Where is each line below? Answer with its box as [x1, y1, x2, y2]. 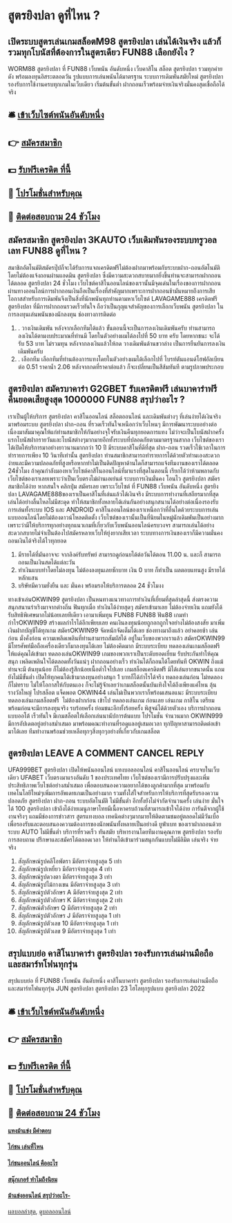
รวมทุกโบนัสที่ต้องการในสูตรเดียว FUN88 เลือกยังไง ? [8, 46, 195, 58]
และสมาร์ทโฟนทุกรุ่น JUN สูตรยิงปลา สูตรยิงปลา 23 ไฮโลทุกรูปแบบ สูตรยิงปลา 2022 [8, 984, 206, 992]
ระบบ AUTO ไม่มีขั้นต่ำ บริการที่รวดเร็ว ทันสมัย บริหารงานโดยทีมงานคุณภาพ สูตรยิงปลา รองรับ [8, 828, 222, 836]
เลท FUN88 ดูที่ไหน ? [8, 245, 88, 257]
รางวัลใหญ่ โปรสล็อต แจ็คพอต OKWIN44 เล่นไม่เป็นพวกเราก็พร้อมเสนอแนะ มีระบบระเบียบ [8, 688, 217, 696]
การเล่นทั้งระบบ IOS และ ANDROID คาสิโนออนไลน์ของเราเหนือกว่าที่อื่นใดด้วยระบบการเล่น [8, 505, 219, 513]
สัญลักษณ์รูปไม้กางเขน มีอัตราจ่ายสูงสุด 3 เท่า [17, 881, 120, 889]
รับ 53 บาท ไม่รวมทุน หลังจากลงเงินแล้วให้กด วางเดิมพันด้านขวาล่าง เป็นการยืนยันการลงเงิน [17, 339, 226, 347]
